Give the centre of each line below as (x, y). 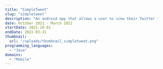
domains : (14, 55)
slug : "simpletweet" (26, 14)
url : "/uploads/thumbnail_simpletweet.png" (54, 41)
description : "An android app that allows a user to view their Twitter (80, 18)
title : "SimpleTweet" (27, 9)
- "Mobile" (20, 59)
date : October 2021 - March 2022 (39, 23)
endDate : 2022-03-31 (26, 32)
